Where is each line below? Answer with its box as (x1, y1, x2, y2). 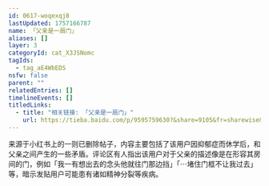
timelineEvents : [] (8, 94, 74, 102)
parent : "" (8, 79, 45, 87)
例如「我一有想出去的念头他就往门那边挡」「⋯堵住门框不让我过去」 (35, 159, 258, 168)
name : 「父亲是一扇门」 (8, 26, 78, 34)
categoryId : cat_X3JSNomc (8, 49, 94, 57)
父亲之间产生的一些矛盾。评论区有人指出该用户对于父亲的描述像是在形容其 (8, 149, 254, 159)
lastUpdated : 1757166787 (8, 19, 91, 27)
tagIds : (8, 57, 34, 65)
